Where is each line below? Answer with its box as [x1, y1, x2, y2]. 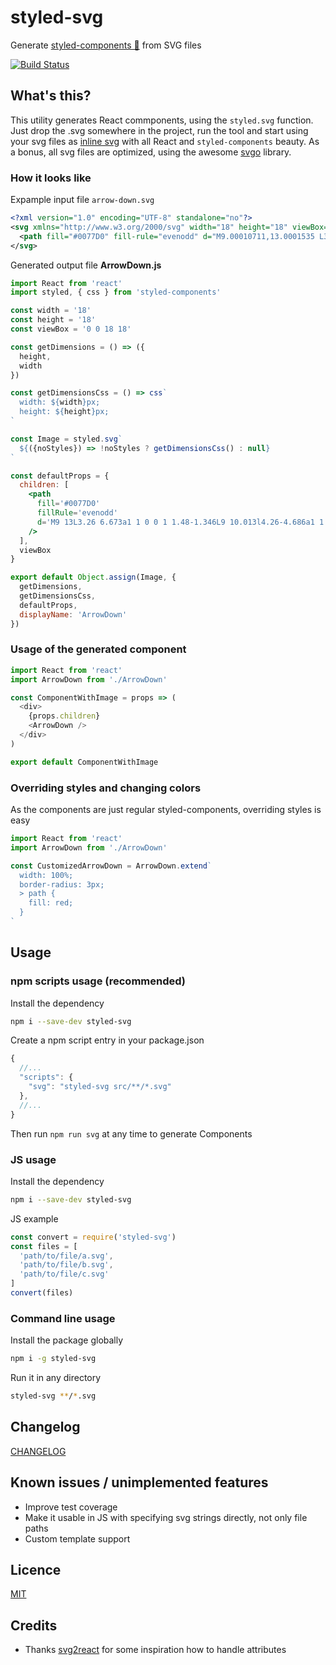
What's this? [10, 87, 92, 105]
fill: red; [28, 898, 74, 908]
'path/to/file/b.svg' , [19, 1260, 114, 1270]
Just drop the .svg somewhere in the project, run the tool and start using [10, 124, 309, 136]
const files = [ [10, 1241, 78, 1251]
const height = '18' [10, 315, 97, 325]
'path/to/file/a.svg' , [19, 1251, 114, 1261]
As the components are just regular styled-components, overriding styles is [10, 804, 322, 816]
